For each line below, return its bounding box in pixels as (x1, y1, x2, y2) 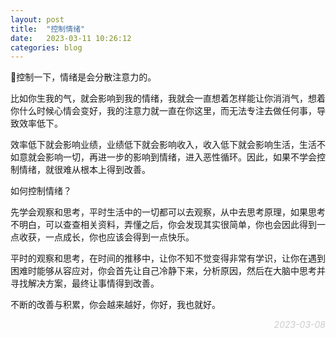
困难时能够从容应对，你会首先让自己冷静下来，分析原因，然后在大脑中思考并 (10, 265, 326, 277)
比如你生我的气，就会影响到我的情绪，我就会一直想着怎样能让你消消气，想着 (10, 92, 326, 105)
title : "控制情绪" (10, 24, 86, 34)
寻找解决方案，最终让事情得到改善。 (10, 277, 160, 290)
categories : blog (10, 42, 83, 53)
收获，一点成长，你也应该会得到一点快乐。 (18, 231, 195, 243)
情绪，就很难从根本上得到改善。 (18, 164, 151, 176)
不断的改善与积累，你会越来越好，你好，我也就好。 (10, 299, 221, 311)
